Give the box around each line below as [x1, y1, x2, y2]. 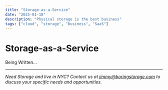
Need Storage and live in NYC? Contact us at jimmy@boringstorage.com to [5, 73, 160, 80]
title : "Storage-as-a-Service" [5, 7, 70, 12]
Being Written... [5, 59, 37, 65]
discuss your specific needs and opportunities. [5, 79, 102, 85]
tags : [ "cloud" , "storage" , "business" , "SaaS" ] [5, 21, 108, 26]
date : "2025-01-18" [5, 12, 46, 17]
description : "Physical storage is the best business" [5, 16, 122, 21]
